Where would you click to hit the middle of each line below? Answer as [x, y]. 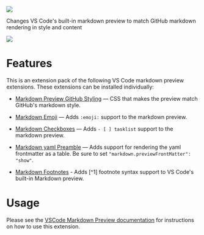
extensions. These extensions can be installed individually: [80, 87]
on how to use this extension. [43, 226]
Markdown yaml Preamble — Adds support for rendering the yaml [98, 147]
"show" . [24, 160]
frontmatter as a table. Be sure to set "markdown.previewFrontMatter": [103, 153]
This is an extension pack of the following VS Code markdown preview [95, 80]
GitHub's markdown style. [48, 105]
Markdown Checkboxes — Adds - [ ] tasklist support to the [94, 129]
